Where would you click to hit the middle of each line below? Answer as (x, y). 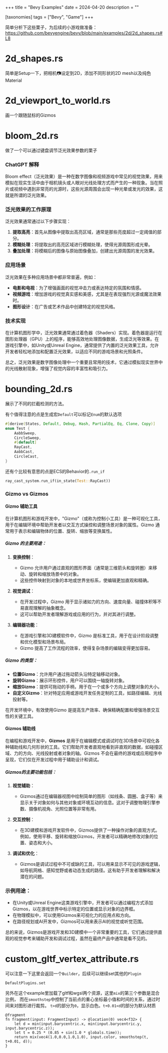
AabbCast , (24, 452)
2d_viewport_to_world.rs (58, 101)
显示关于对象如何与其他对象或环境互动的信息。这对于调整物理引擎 (88, 802)
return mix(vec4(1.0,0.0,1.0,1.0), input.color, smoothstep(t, (81, 1037)
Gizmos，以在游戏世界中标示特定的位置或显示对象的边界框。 (75, 909)
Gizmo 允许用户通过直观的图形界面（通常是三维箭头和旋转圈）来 (86, 567)
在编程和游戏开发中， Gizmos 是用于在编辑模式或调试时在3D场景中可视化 (80, 741)
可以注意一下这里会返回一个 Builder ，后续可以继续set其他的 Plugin (73, 974)
